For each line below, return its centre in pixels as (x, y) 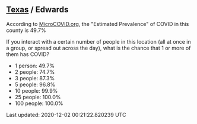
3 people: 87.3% (35, 78)
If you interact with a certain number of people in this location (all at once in (99, 41)
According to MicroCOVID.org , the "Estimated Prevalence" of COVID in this (98, 24)
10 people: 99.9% (36, 90)
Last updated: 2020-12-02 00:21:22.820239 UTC (66, 115)
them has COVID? (28, 54)
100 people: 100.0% (39, 103)
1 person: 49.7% (35, 66)
